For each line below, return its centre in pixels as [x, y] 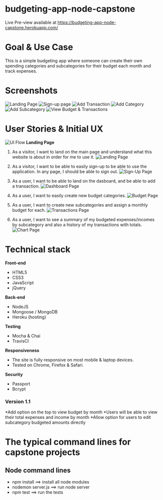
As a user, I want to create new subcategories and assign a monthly [80, 205]
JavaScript [23, 282]
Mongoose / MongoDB [35, 311]
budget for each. [29, 210]
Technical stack [38, 249]
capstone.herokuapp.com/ [32, 27]
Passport [21, 384]
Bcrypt [19, 389]
